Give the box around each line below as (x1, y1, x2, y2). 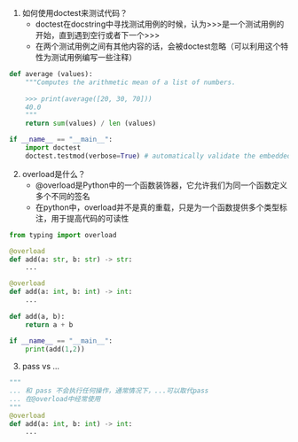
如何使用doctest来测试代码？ (21, 8, 129, 18)
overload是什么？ (21, 168, 86, 179)
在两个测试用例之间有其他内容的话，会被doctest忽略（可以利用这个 (35, 41, 281, 51)
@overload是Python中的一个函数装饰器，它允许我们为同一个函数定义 (35, 180, 288, 190)
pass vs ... (21, 361, 60, 372)
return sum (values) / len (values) (25, 119, 157, 128)
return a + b (25, 320, 74, 330)
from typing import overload (9, 230, 117, 239)
